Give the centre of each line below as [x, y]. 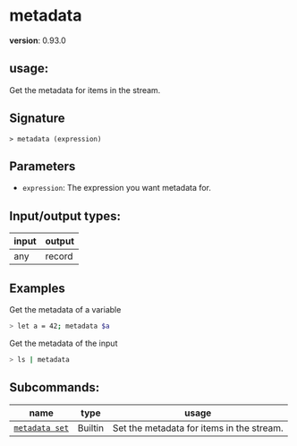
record [59, 256]
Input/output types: [65, 216]
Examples [37, 288]
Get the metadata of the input [64, 343]
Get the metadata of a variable [65, 309]
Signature [37, 119]
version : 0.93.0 [38, 40]
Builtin [91, 428]
